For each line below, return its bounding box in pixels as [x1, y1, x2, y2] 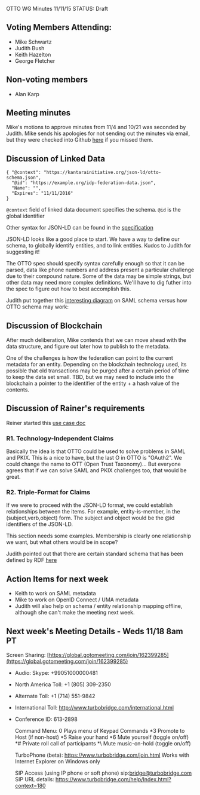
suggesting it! [6, 248, 40, 256]
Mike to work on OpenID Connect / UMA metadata [14, 596, 139, 603]
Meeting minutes [6, 108, 71, 118]
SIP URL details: [14, 776, 55, 783]
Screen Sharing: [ [6, 652, 50, 659]
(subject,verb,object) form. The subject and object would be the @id [6, 514, 175, 522]
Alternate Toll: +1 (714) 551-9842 [14, 693, 96, 700]
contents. [6, 386, 30, 393]
